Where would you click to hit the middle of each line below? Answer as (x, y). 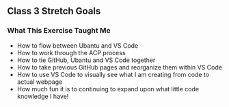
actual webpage (40, 82)
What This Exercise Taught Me (59, 31)
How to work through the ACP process (71, 52)
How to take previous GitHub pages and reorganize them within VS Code (119, 67)
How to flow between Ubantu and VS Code (78, 45)
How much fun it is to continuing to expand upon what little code (108, 89)
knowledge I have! (43, 96)
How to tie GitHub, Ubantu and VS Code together (86, 60)
